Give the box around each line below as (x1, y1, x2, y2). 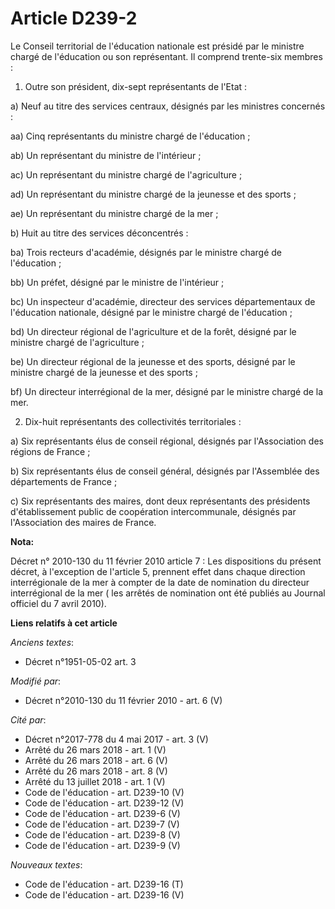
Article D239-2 (10, 7, 138, 30)
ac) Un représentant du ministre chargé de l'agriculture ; (10, 168, 243, 181)
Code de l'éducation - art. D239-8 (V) (24, 828, 181, 841)
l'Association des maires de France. (10, 516, 157, 528)
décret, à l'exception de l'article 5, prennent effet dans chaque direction (10, 565, 306, 577)
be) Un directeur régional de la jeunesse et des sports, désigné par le (10, 355, 296, 367)
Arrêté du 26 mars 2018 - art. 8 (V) (24, 765, 168, 777)
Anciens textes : (10, 636, 75, 648)
